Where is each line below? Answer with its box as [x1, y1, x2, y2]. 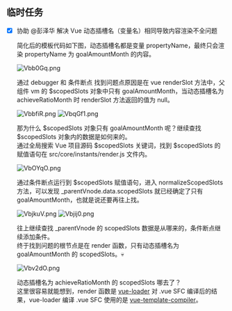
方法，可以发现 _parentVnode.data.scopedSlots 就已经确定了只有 [16, 186, 204, 195]
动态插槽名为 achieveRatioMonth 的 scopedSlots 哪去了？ [16, 278, 181, 287]
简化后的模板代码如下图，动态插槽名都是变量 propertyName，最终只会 [16, 41, 219, 49]
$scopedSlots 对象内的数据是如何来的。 [16, 132, 131, 141]
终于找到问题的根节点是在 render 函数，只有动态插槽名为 [16, 241, 180, 249]
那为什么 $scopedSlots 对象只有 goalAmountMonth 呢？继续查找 [16, 124, 202, 132]
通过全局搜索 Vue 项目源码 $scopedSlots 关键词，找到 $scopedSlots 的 [16, 141, 221, 150]
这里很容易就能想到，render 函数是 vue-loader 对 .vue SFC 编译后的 [16, 287, 212, 295]
